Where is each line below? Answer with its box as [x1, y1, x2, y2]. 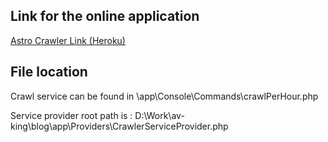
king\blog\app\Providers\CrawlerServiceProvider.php [10, 120, 229, 132]
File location [10, 64, 88, 81]
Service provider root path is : [10, 109, 133, 121]
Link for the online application [10, 8, 200, 25]
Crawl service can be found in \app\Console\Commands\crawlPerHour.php [10, 90, 319, 102]
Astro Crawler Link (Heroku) [10, 34, 126, 46]
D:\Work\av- [134, 109, 185, 121]
